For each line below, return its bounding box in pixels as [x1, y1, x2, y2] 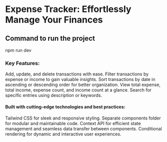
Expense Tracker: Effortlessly [5, 3, 131, 15]
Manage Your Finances [5, 14, 103, 25]
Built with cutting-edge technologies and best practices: [5, 103, 125, 109]
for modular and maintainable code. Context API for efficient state [5, 120, 141, 126]
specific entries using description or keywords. [5, 92, 102, 98]
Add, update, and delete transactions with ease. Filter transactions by [5, 71, 149, 77]
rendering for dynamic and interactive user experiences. [5, 131, 122, 137]
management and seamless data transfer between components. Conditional [5, 125, 162, 131]
